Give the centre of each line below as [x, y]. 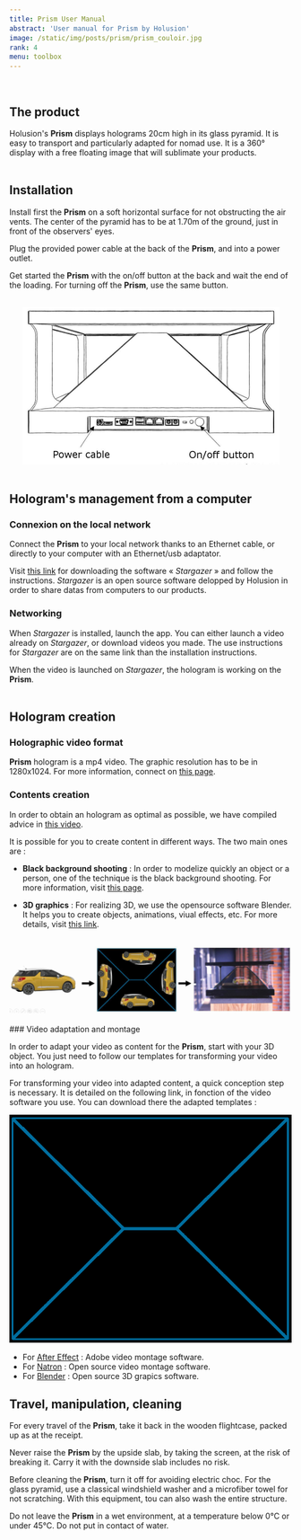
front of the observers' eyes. [62, 231]
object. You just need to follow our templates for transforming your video [143, 1057]
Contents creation [49, 795]
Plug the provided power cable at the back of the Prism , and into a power [145, 248]
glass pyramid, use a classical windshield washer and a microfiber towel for [149, 1489]
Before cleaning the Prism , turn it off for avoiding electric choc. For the [140, 1480]
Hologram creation [63, 717]
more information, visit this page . [83, 887]
